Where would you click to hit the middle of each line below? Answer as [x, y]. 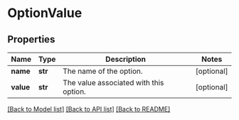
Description [126, 59]
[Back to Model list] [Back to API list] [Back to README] [89, 109]
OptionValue [45, 13]
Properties [31, 39]
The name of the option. [103, 71]
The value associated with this [113, 83]
